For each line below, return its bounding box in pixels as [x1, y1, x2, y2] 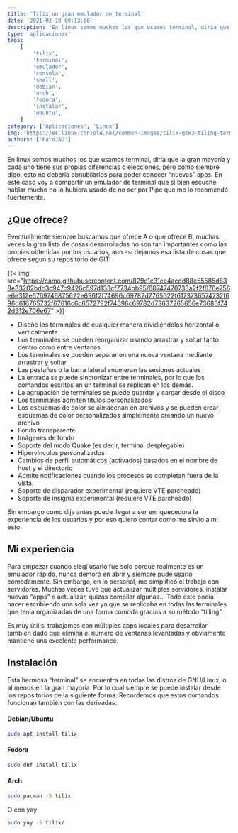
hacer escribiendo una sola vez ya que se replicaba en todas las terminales [7, 599, 227, 608]
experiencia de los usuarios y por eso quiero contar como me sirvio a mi [7, 516, 218, 524]
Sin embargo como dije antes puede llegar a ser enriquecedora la [7, 508, 198, 516]
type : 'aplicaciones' [7, 30, 72, 38]
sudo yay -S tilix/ [7, 819, 65, 826]
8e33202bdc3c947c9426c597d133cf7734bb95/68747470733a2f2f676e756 [7, 284, 231, 293]
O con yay [7, 805, 38, 814]
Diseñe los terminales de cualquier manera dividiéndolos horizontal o [17, 320, 220, 329]
